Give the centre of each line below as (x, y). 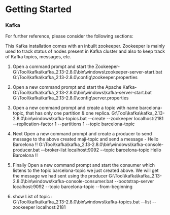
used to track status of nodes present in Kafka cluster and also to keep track (85, 51)
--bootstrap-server (134, 182)
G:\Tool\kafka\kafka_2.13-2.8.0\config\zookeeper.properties (75, 78)
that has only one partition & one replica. (68, 113)
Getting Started (39, 9)
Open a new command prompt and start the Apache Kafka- (75, 87)
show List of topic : (32, 197)
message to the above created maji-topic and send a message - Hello (86, 139)
